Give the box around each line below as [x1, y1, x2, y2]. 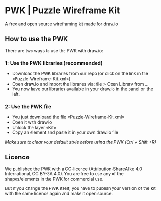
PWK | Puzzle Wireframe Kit [5, 5, 120, 16]
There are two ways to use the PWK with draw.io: [5, 47, 103, 53]
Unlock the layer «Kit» [12, 125, 57, 130]
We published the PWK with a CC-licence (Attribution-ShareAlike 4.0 [5, 166, 142, 172]
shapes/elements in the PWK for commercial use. [5, 176, 104, 182]
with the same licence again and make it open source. [5, 191, 113, 197]
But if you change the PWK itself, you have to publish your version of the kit [5, 186, 156, 191]
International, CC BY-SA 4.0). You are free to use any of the [5, 171, 124, 177]
